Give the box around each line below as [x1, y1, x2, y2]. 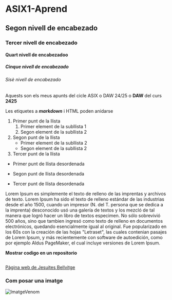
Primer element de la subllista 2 [20, 139, 87, 146]
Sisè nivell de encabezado [5, 77, 61, 83]
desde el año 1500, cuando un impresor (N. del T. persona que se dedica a [5, 201, 163, 207]
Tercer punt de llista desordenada [12, 181, 85, 187]
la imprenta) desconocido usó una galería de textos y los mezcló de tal [5, 207, 155, 213]
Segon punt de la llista [12, 134, 60, 140]
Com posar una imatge [5, 277, 63, 284]
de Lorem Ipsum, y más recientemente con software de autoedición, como [5, 234, 163, 240]
